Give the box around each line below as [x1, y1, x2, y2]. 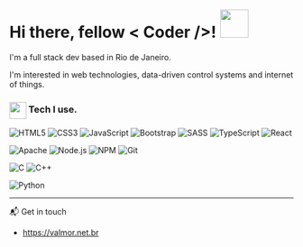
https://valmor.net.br [22, 227, 99, 238]
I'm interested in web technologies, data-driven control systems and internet [9, 69, 294, 80]
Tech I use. [28, 104, 78, 116]
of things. [9, 78, 45, 89]
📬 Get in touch [9, 206, 68, 217]
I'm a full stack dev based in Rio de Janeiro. [9, 51, 171, 62]
